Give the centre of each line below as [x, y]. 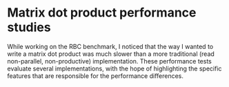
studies [29, 27]
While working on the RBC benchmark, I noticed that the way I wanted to [110, 46]
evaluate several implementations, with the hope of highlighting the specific [114, 68]
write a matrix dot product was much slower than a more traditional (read [111, 54]
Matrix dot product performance [102, 13]
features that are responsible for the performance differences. [96, 76]
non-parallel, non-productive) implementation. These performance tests [109, 61]
